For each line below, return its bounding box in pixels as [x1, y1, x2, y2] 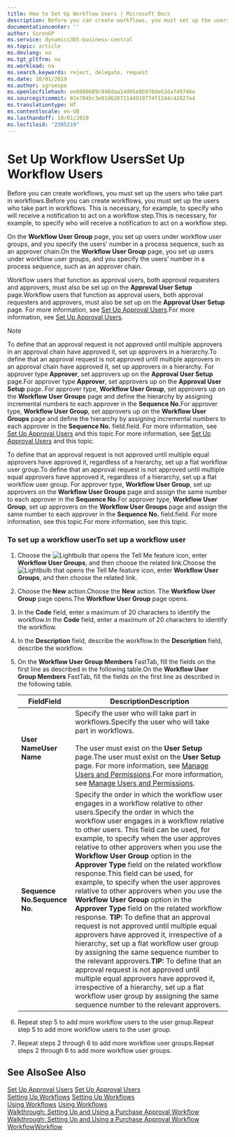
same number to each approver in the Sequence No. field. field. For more [7, 510, 218, 518]
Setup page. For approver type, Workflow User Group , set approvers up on [7, 385, 226, 393]
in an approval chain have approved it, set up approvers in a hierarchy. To [7, 347, 217, 356]
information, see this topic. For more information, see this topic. [7, 518, 189, 526]
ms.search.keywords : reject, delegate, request [7, 69, 149, 76]
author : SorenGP [7, 29, 55, 37]
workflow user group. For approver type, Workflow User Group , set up [7, 481, 212, 489]
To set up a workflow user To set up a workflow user [7, 535, 187, 545]
